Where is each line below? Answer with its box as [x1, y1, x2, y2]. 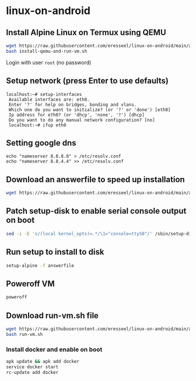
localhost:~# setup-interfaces [6, 91, 82, 97]
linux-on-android [6, 4, 90, 18]
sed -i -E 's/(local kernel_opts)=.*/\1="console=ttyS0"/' [6, 231, 153, 236]
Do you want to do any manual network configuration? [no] [8, 117, 156, 123]
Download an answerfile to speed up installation [6, 174, 185, 184]
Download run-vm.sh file [6, 310, 99, 320]
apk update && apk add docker [6, 358, 80, 364]
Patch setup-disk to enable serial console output [6, 206, 187, 216]
